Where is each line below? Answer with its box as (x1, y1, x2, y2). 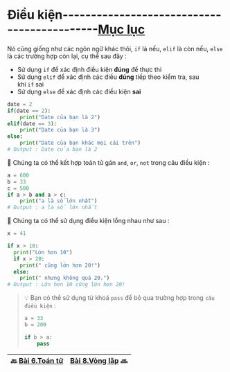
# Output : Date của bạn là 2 (7, 146, 98, 153)
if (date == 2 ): (7, 107, 51, 114)
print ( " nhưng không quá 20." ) (19, 274, 110, 282)
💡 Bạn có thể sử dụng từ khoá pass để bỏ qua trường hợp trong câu (24, 294, 215, 302)
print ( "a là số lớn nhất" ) (19, 197, 98, 204)
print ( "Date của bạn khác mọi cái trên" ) (19, 139, 141, 147)
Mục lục (98, 21, 145, 37)
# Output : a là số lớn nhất (7, 204, 98, 211)
